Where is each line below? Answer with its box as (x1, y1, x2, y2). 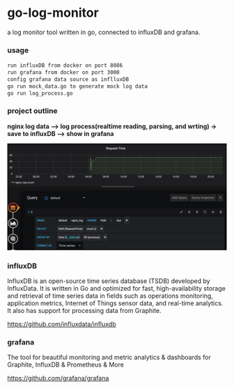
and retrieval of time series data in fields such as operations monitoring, (7, 291, 214, 300)
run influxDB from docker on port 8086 (7, 62, 123, 69)
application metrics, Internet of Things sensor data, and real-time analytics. (7, 298, 224, 307)
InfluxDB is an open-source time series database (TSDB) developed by (7, 277, 210, 285)
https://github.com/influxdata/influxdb (7, 319, 116, 328)
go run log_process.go (7, 90, 73, 97)
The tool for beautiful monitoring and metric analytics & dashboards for (7, 353, 211, 362)
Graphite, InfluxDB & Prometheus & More (7, 360, 124, 369)
